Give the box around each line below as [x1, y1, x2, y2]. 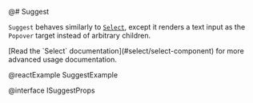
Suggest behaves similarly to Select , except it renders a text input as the [8, 22, 246, 31]
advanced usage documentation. [8, 55, 118, 64]
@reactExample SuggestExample [8, 70, 118, 79]
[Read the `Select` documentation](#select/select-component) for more [8, 46, 244, 55]
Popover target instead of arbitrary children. [8, 31, 151, 40]
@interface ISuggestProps [8, 85, 95, 95]
